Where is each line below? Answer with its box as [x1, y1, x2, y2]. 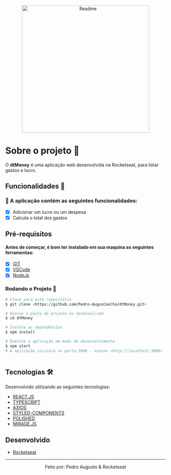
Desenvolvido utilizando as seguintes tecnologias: [5, 384, 110, 390]
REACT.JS [12, 394, 35, 400]
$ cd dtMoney [5, 316, 33, 321]
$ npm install [5, 330, 36, 335]
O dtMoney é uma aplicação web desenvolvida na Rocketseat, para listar [5, 162, 159, 168]
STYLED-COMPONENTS [12, 410, 65, 416]
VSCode [12, 266, 31, 272]
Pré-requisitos [5, 230, 52, 239]
